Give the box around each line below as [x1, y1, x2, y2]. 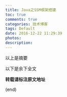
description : [5, 40, 33, 45]
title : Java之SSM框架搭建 [5, 7, 56, 13]
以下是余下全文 [5, 65, 37, 71]
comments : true [5, 17, 38, 22]
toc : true [5, 12, 26, 17]
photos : [5, 36, 22, 41]
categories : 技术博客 [5, 21, 48, 27]
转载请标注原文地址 [5, 76, 46, 82]
